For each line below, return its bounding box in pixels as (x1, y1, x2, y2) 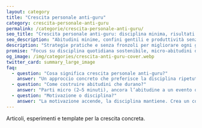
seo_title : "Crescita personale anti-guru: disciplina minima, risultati (6, 31, 195, 37)
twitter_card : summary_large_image (6, 59, 96, 65)
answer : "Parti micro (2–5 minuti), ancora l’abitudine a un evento (17, 87, 192, 93)
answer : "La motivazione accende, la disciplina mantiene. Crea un (17, 98, 189, 104)
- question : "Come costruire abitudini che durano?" (11, 82, 147, 88)
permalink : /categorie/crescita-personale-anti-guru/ (6, 25, 144, 32)
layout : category (6, 8, 50, 15)
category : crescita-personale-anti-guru (6, 20, 109, 26)
